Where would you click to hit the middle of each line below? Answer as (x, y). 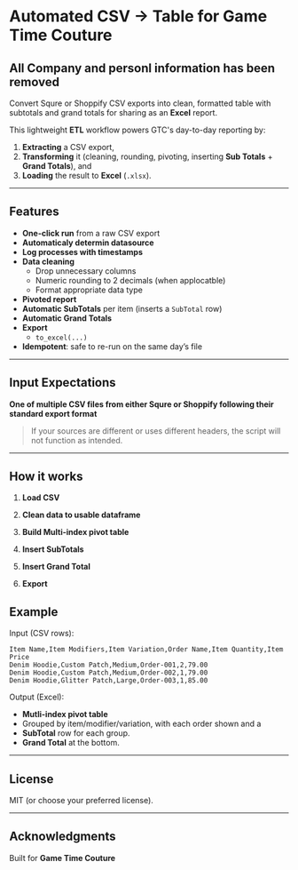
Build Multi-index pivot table (75, 532)
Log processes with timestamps (82, 251)
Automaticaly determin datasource (88, 243)
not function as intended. (77, 440)
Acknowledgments (63, 837)
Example (34, 612)
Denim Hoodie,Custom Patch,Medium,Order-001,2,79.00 (109, 665)
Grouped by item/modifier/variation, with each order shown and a (141, 724)
